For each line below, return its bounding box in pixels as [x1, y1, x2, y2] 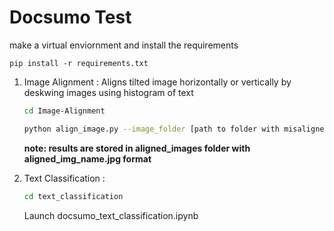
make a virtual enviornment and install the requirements [9, 39, 239, 51]
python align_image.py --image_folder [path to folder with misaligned [23, 124, 329, 134]
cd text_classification [23, 191, 124, 201]
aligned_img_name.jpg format [23, 152, 152, 165]
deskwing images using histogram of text [23, 86, 194, 98]
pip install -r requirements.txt [9, 58, 149, 68]
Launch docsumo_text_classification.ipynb [23, 209, 199, 221]
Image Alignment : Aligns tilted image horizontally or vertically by [23, 76, 292, 88]
